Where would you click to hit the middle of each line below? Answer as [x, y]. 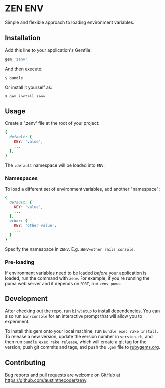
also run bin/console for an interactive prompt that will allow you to [74, 316]
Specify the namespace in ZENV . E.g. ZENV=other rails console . [70, 249]
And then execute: [24, 69]
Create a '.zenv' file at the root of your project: [52, 123]
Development [27, 299]
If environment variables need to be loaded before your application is [76, 273]
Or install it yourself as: [29, 87]
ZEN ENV [24, 9]
